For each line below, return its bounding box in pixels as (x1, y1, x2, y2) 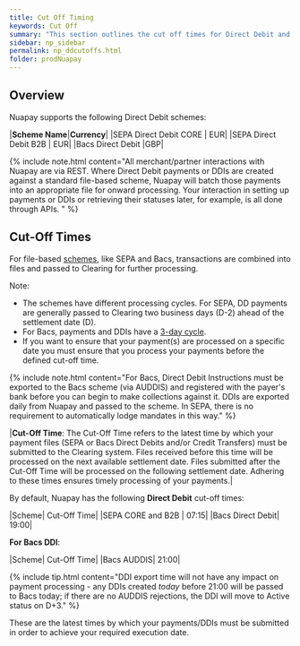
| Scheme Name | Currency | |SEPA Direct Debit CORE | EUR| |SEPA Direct (9, 129, 277, 140)
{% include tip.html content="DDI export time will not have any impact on (9, 571, 279, 582)
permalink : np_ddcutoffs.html (9, 47, 123, 56)
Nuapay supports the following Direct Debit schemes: (9, 111, 207, 122)
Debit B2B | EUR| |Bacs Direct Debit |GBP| (9, 138, 164, 149)
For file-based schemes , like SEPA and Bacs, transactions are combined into (9, 253, 291, 264)
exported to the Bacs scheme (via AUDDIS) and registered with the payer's (9, 382, 286, 392)
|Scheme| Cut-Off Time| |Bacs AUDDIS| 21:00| (9, 554, 181, 564)
